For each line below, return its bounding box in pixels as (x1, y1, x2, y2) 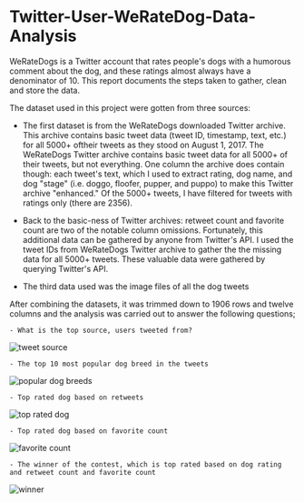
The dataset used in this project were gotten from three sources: (9, 102, 251, 113)
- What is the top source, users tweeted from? (9, 326, 193, 335)
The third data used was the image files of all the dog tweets (22, 280, 250, 292)
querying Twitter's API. (22, 263, 109, 274)
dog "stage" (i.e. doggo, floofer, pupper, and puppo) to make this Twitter (22, 177, 294, 188)
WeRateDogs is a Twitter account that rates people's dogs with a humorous (9, 55, 291, 66)
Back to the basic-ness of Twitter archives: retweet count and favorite (22, 215, 284, 226)
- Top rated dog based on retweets (9, 393, 144, 402)
